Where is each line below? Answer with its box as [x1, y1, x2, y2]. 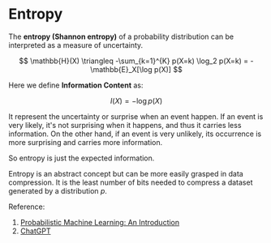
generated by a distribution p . [8, 185, 108, 195]
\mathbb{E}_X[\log [90, 64, 153, 74]
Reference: [8, 202, 45, 211]
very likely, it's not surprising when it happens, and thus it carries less [8, 120, 242, 130]
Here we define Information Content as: [8, 80, 144, 90]
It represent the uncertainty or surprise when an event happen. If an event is [8, 111, 264, 122]
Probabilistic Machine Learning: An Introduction [19, 217, 180, 227]
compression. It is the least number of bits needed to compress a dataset [8, 177, 253, 187]
